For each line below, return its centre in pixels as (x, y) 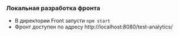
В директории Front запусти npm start (62, 21)
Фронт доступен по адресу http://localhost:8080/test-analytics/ (94, 27)
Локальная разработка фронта (53, 8)
